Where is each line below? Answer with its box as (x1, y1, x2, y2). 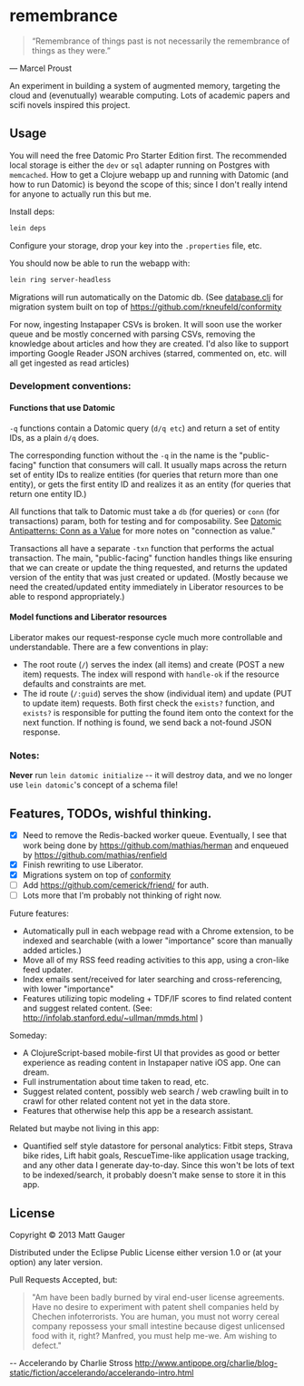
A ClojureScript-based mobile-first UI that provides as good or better (22, 1048, 280, 1059)
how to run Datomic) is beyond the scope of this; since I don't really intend (9, 179, 289, 190)
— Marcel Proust (9, 63, 73, 73)
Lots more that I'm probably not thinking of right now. (22, 890, 222, 901)
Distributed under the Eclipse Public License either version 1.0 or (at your (9, 1247, 282, 1258)
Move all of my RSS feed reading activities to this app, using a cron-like (22, 954, 289, 966)
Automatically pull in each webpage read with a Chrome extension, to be (22, 926, 295, 937)
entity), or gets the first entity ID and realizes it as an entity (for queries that (9, 478, 291, 490)
